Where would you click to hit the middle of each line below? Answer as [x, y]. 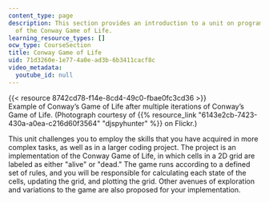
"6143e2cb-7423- [228, 115]
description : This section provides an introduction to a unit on [121, 23]
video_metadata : [35, 68]
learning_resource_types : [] [57, 38]
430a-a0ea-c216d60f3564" [54, 123]
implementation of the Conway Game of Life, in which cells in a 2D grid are [132, 156]
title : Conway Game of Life [55, 53]
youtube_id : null [44, 75]
